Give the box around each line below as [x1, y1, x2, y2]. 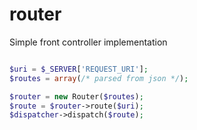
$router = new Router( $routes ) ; [9, 91, 144, 102]
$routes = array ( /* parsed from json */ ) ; [9, 73, 189, 83]
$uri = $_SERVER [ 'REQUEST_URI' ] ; [9, 64, 149, 74]
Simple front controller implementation [9, 36, 168, 48]
